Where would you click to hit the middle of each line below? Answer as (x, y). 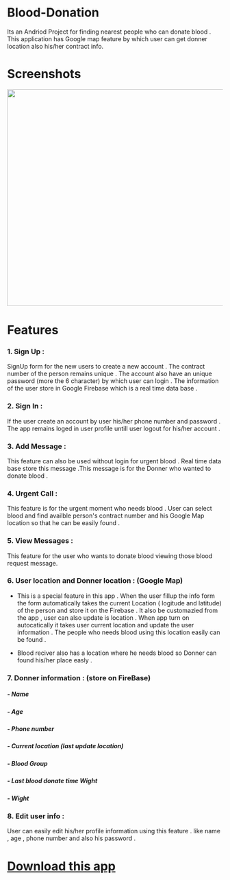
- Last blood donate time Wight (52, 781)
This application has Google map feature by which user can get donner (107, 38)
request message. (33, 563)
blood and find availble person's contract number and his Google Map (106, 516)
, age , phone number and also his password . (72, 838)
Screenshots (44, 74)
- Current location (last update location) (65, 746)
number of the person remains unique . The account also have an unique (110, 374)
